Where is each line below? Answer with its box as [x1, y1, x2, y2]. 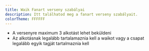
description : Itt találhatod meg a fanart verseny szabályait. [5, 12, 138, 17]
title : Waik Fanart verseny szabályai [5, 7, 85, 12]
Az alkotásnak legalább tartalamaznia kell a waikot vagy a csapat [12, 35, 145, 41]
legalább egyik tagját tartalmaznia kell [12, 41, 90, 47]
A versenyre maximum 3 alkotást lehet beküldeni [12, 30, 112, 36]
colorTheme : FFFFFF [5, 16, 45, 21]
